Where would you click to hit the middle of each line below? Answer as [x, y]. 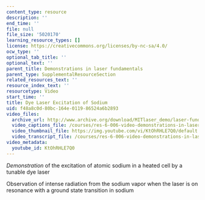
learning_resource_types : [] [43, 40]
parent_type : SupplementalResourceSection [61, 74]
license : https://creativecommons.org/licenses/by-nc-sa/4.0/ [87, 46]
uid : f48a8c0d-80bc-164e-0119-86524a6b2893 [63, 108]
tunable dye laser [28, 172]
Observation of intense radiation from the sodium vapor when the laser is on [102, 184]
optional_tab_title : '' [37, 57]
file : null [20, 29]
